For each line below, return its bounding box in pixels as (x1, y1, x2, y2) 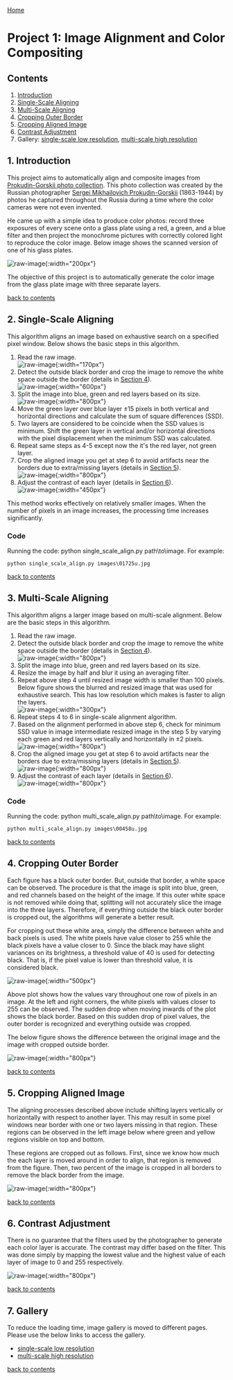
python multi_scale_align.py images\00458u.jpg (7, 825, 148, 833)
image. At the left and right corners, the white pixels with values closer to (7, 997, 216, 1006)
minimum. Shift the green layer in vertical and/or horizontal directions (17, 426, 216, 435)
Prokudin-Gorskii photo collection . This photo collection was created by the (7, 180, 223, 189)
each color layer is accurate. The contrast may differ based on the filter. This (7, 1243, 226, 1252)
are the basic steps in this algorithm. (7, 618, 111, 626)
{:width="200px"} (44, 259, 96, 268)
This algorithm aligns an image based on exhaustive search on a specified (7, 332, 219, 340)
